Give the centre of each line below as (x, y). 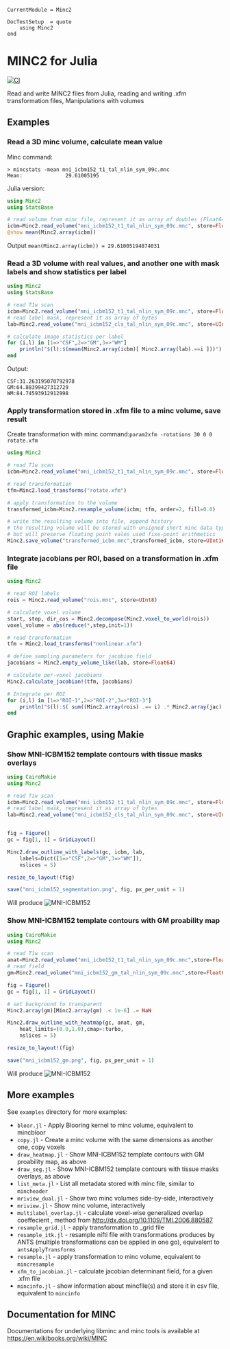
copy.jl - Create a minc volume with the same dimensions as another (115, 1139)
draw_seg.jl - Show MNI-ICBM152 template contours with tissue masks (118, 1169)
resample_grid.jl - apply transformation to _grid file (90, 1227)
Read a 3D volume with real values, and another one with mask (113, 263)
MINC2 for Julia (52, 61)
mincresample (36, 1264)
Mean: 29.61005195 (53, 175)
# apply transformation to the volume (62, 503)
